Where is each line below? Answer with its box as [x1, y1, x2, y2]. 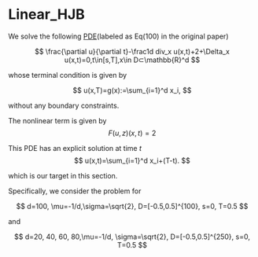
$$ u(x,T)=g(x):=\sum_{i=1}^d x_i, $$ [72, 85, 192, 95]
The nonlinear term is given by [8, 116, 107, 125]
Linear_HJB [8, 6, 85, 24]
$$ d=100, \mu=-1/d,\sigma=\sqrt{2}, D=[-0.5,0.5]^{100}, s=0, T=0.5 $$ [16, 201, 249, 211]
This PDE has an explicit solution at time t [8, 143, 142, 152]
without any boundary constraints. [8, 101, 120, 110]
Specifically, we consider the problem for [8, 186, 142, 196]
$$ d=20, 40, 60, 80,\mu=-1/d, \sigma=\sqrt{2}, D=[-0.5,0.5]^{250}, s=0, [14, 232, 250, 241]
